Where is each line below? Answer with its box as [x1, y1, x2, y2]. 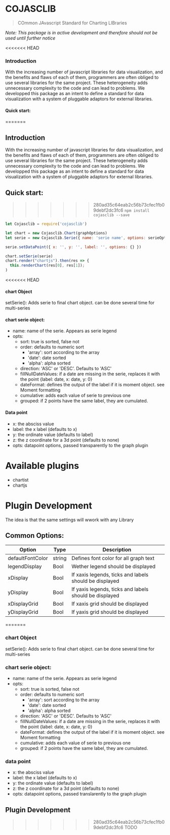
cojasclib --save [93, 213, 130, 218]
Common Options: [5, 531, 64, 540]
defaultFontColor [8, 555, 48, 562]
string [53, 555, 67, 562]
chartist [12, 476, 29, 483]
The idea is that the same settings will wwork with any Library [5, 516, 134, 523]
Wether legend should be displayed [71, 563, 156, 570]
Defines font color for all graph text [71, 555, 155, 562]
